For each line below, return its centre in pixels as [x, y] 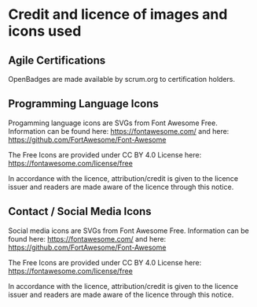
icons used [45, 31]
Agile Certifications [57, 60]
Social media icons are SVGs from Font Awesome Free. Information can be [128, 231]
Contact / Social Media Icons [80, 211]
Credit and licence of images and [118, 15]
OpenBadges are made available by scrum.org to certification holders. [122, 79]
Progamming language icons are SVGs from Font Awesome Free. [113, 123]
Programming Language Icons [83, 104]
